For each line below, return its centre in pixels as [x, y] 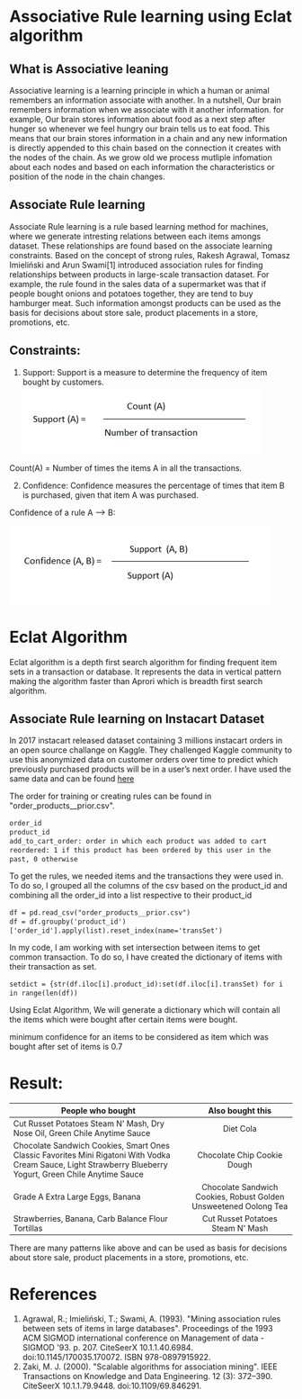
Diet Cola [240, 1128]
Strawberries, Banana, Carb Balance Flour [91, 1218]
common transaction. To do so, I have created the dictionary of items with [146, 957]
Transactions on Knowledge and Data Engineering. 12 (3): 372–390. [147, 1376]
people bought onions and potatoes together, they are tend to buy [131, 293]
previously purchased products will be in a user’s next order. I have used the [151, 769]
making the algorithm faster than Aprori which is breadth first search [136, 681]
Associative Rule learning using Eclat [151, 17]
